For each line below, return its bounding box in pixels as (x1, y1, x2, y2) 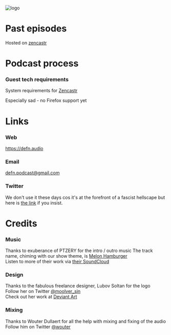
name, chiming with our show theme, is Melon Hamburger (5, 253, 127, 259)
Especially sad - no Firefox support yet (5, 97, 87, 103)
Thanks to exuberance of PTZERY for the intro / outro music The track (5, 247, 153, 254)
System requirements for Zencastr (5, 88, 78, 94)
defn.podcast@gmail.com (5, 170, 60, 176)
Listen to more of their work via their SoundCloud (5, 258, 109, 264)
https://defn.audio (5, 145, 44, 151)
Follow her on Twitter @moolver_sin (5, 288, 81, 295)
